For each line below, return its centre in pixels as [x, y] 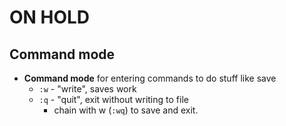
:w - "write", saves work [87, 89]
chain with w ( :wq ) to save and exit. [126, 110]
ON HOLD [50, 17]
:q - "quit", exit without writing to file [113, 99]
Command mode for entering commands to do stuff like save [150, 78]
